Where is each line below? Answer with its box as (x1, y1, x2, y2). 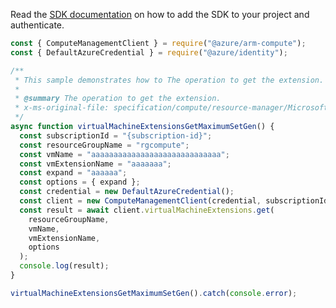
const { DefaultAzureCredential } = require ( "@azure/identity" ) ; (10, 47, 288, 58)
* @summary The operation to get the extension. (14, 94, 222, 104)
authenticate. (10, 19, 65, 31)
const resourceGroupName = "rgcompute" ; (19, 140, 190, 150)
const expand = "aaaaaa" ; (19, 168, 128, 178)
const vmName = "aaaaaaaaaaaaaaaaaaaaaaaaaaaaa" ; (19, 149, 230, 159)
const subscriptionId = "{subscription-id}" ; (19, 130, 213, 141)
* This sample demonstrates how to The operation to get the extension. (14, 75, 325, 85)
